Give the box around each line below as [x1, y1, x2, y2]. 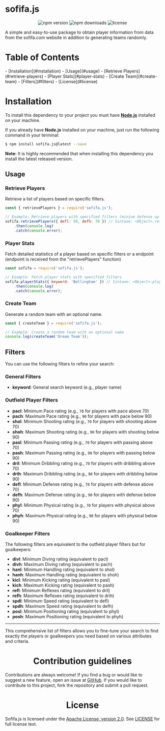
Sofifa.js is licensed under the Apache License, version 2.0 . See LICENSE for [5, 716, 160, 722]
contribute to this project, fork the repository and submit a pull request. [5, 682, 149, 688]
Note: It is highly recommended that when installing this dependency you [5, 150, 153, 156]
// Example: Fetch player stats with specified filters [5, 274, 122, 279]
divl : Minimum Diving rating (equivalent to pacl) [12, 556, 109, 562]
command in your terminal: [5, 132, 59, 138]
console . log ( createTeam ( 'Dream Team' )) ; [5, 334, 89, 339]
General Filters [5, 373, 41, 380]
